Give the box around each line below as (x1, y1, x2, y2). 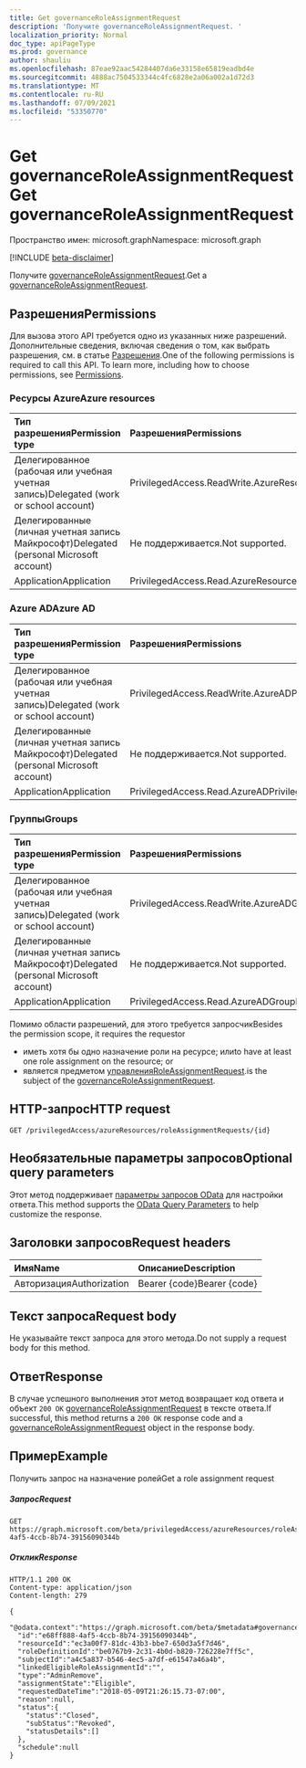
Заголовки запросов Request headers (9, 1235, 231, 1250)
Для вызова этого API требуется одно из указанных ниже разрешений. (9, 331, 287, 341)
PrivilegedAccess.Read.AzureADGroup (129, 994, 296, 1007)
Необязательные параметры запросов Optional (9, 1151, 293, 1166)
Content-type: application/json (9, 1583, 132, 1592)
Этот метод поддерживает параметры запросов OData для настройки (9, 1189, 284, 1200)
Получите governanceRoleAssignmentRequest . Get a (9, 270, 208, 281)
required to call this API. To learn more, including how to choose (9, 360, 250, 370)
